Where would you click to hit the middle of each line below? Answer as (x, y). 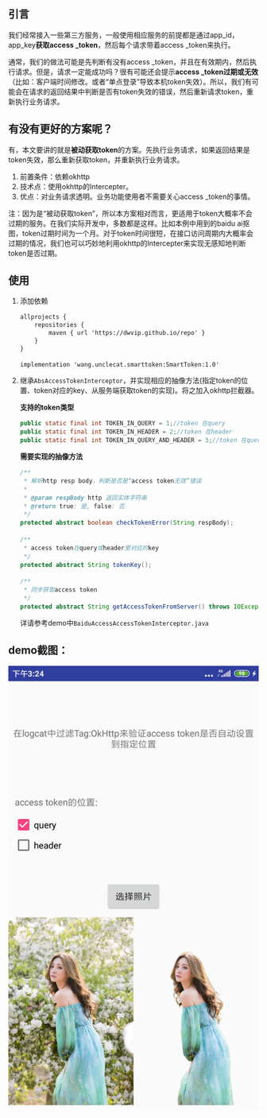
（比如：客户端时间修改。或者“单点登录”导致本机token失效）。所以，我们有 (130, 81)
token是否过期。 (35, 253)
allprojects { (43, 317)
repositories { (60, 325)
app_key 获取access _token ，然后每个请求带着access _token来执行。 (122, 45)
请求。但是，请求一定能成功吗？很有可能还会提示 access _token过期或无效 (137, 72)
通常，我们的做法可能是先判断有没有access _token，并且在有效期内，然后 (129, 61)
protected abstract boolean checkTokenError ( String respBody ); (127, 523)
